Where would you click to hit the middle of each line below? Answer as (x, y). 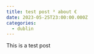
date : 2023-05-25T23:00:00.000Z (47, 17)
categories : (21, 23)
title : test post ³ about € (42, 12)
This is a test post (28, 46)
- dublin (23, 28)
